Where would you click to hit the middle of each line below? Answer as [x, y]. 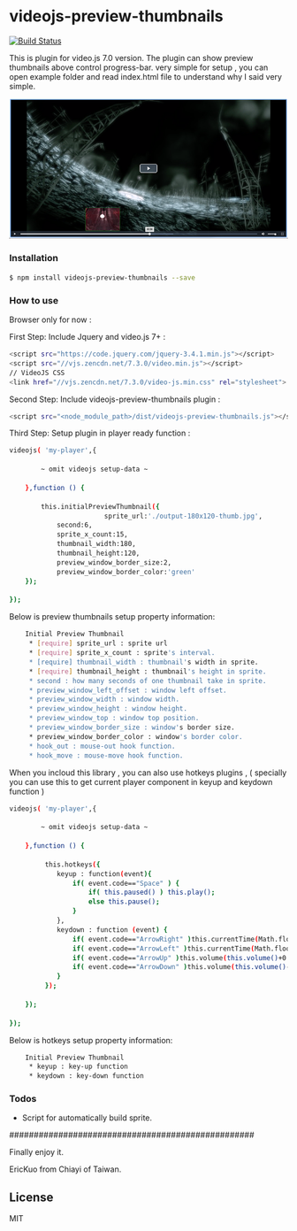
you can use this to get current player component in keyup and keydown [141, 781]
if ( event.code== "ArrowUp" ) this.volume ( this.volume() [175, 958]
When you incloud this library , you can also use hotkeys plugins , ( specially [148, 773]
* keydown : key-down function [86, 1076]
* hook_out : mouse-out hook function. [102, 746]
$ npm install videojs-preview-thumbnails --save [103, 277]
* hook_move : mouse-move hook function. [106, 755]
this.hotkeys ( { [72, 865]
